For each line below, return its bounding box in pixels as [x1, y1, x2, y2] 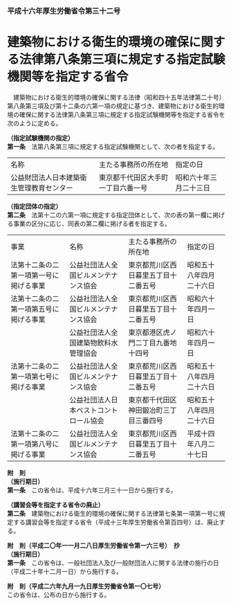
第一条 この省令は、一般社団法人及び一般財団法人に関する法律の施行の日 [7, 559, 219, 567]
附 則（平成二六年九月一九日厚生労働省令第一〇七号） [7, 581, 165, 590]
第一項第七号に [10, 372, 60, 381]
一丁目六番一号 [99, 183, 148, 192]
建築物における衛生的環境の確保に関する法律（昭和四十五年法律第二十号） [12, 93, 225, 101]
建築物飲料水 [76, 338, 119, 347]
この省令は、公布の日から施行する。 [7, 590, 111, 599]
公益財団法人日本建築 [10, 172, 81, 182]
